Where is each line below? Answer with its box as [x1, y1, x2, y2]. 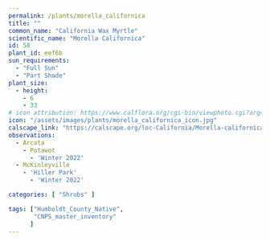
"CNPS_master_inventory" [33, 212, 117, 221]
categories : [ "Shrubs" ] [8, 190, 95, 198]
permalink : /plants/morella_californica [8, 11, 146, 20]
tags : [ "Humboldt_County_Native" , [8, 205, 125, 213]
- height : [15, 86, 48, 95]
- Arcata [15, 138, 45, 147]
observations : [8, 131, 56, 139]
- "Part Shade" [15, 71, 67, 80]
